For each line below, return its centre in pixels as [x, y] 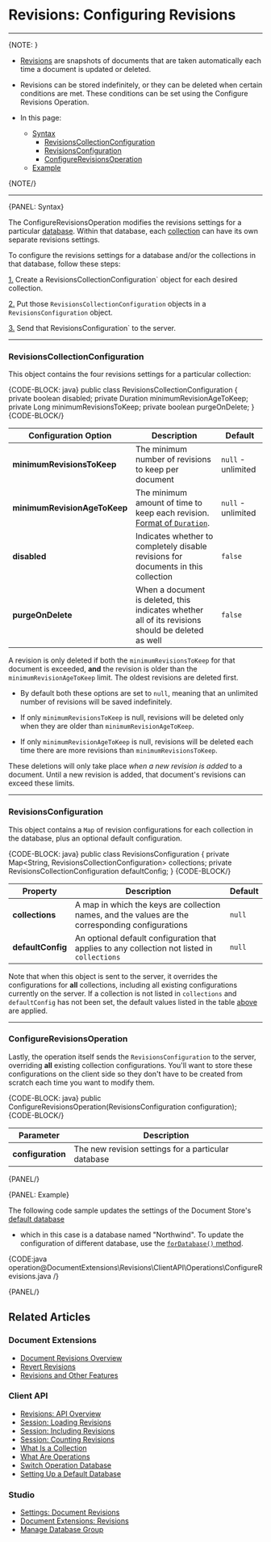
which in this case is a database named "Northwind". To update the [132, 1235]
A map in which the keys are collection [148, 904]
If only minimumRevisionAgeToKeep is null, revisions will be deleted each [137, 742]
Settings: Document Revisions [70, 1512]
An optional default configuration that [145, 938]
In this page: [41, 117]
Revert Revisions [48, 1366]
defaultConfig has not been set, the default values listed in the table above [133, 1002]
